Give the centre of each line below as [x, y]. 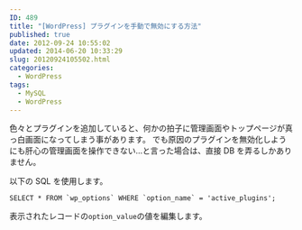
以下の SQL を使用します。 [59, 181]
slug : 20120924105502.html [60, 60]
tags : [19, 85]
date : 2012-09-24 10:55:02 [60, 43]
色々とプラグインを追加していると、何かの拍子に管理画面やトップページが [147, 128]
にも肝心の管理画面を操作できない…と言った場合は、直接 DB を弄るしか [143, 151]
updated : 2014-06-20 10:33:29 [66, 51]
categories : [32, 69]
